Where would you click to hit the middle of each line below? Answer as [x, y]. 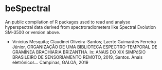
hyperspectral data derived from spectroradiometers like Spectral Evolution [81, 27]
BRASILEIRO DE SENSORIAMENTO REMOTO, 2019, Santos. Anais [77, 57]
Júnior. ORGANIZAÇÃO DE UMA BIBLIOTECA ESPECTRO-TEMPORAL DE [85, 47]
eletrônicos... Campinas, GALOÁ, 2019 [50, 62]
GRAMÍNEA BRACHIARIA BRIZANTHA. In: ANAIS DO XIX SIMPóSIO [79, 52]
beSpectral [28, 9]
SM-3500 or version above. [33, 32]
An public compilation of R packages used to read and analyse [68, 22]
